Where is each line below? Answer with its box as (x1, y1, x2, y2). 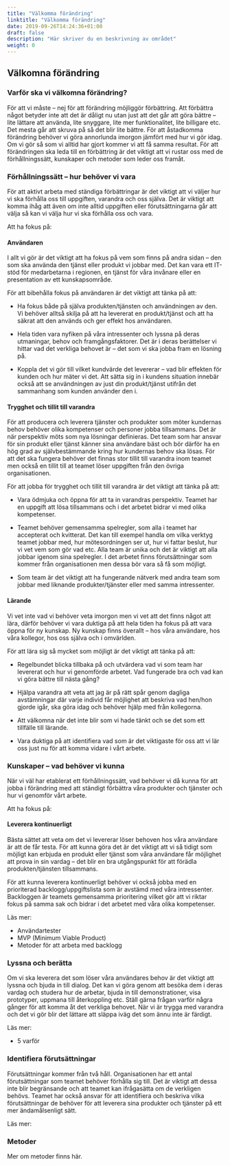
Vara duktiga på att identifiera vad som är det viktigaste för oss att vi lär (16, 736, 220, 745)
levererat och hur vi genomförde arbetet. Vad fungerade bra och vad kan (16, 667, 223, 676)
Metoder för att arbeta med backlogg (16, 941, 122, 950)
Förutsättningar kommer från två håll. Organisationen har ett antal (7, 1069, 192, 1078)
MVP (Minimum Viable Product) (16, 934, 106, 942)
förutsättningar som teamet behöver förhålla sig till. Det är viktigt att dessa (7, 1077, 218, 1085)
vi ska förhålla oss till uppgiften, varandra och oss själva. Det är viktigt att (7, 194, 214, 203)
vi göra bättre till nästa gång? (16, 674, 100, 683)
